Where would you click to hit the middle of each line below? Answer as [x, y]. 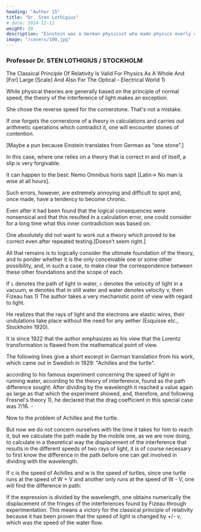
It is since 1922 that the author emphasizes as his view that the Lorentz [94, 339]
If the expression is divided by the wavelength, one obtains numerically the [98, 497]
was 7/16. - [20, 406]
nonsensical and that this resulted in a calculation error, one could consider [99, 217]
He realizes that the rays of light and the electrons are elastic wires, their [96, 314]
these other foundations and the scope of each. [65, 272]
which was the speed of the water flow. [55, 523]
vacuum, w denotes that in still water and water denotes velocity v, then [95, 290]
